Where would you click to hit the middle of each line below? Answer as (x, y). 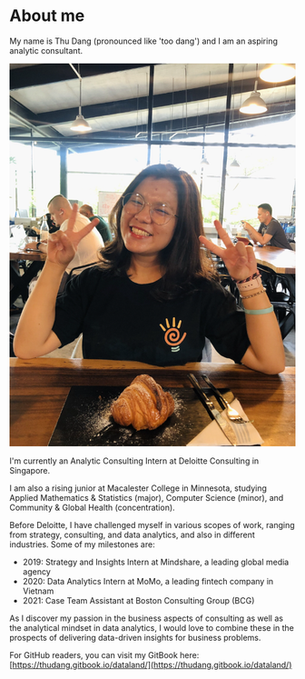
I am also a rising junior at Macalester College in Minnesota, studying (138, 488)
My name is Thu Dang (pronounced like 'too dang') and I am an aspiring (144, 41)
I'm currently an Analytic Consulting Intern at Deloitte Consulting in (134, 461)
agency (37, 571)
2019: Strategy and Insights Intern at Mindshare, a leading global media (156, 562)
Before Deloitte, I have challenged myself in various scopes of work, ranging (152, 524)
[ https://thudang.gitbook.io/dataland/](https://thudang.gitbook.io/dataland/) (151, 664)
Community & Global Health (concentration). (92, 507)
